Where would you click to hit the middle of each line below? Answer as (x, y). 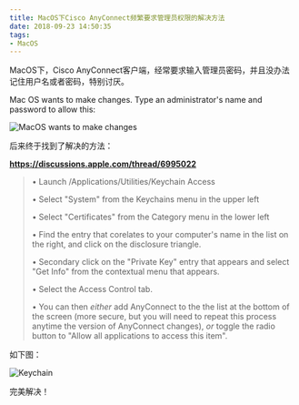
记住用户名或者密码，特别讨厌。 (69, 82)
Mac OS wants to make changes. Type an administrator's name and (136, 100)
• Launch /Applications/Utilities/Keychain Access (123, 182)
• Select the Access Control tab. (92, 289)
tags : (20, 35)
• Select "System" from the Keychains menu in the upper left (145, 199)
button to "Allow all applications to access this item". (130, 336)
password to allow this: (53, 109)
